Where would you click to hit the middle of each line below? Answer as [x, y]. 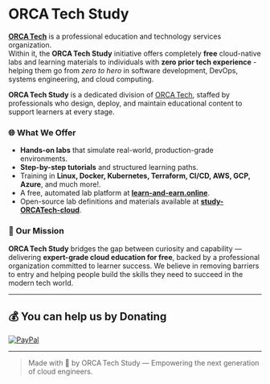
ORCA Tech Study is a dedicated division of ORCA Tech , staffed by [119, 94]
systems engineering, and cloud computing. [81, 79]
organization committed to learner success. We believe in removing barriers [134, 266]
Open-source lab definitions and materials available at [109, 201]
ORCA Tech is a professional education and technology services [115, 36]
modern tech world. [41, 283]
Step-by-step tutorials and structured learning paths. [109, 167]
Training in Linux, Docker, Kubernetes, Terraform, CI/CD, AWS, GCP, [135, 176]
